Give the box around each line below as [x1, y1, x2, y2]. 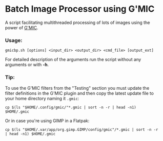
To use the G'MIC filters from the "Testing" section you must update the [5, 85, 150, 91]
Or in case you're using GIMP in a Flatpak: [5, 118, 89, 123]
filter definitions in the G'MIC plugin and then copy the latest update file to [5, 90, 154, 96]
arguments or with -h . [5, 62, 49, 68]
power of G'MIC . [5, 24, 39, 30]
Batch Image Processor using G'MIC [5, 3, 155, 15]
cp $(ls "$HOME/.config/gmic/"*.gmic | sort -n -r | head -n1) [5, 105, 137, 110]
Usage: [5, 37, 23, 43]
